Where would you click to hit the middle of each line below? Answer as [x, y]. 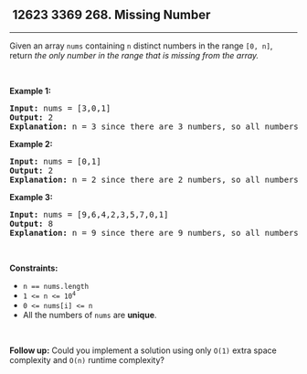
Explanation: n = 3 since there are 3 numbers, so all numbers [154, 126]
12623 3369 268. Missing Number [111, 15]
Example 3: [31, 197]
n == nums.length [56, 286]
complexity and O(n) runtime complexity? [87, 359]
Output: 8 [31, 224]
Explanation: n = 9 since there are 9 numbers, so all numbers [154, 233]
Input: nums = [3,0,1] [60, 108]
